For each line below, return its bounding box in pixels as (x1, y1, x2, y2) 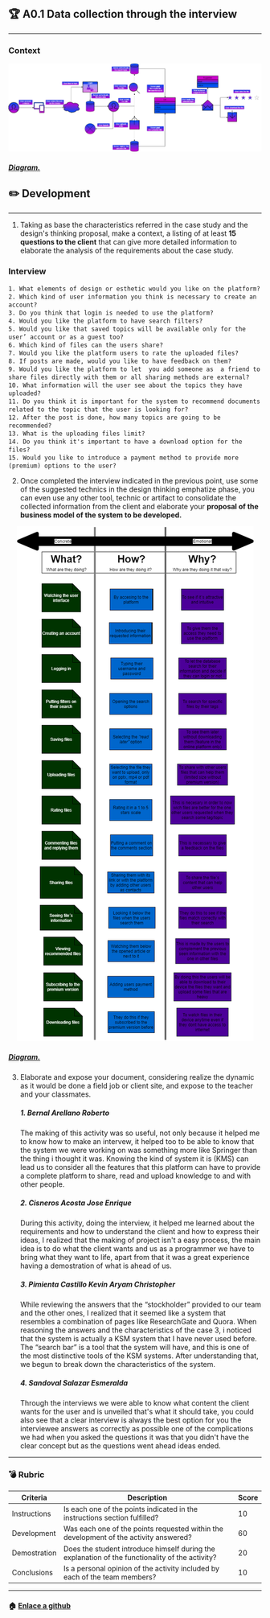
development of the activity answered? (63, 1533, 192, 1542)
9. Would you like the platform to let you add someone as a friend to (8, 365, 261, 373)
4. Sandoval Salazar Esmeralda (19, 1377, 129, 1387)
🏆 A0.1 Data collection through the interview (8, 7, 238, 21)
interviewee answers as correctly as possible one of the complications (19, 1424, 254, 1434)
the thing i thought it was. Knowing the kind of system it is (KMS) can (19, 1154, 249, 1163)
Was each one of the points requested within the (63, 1524, 223, 1534)
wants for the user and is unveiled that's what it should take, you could (19, 1407, 255, 1417)
